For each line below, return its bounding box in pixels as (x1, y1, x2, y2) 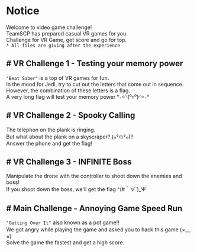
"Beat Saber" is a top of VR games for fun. (6, 74, 109, 81)
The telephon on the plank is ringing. (6, 126, 96, 133)
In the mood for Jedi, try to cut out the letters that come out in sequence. (6, 80, 184, 88)
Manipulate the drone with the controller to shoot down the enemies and (6, 173, 182, 180)
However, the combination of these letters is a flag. (6, 87, 130, 94)
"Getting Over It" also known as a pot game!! (6, 219, 120, 226)
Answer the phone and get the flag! (6, 140, 93, 147)
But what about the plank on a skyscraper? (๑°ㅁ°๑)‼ (6, 133, 134, 140)
